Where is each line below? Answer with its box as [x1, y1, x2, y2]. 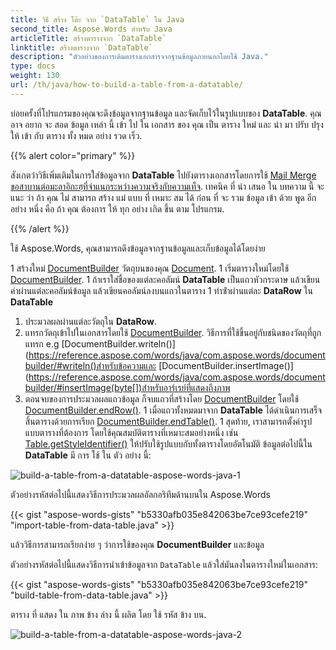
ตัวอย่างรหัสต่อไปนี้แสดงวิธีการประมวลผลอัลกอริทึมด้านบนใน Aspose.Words [10, 488, 271, 500]
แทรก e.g [24, 337, 60, 350]
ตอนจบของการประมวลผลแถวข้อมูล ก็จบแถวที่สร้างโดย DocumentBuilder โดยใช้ [24, 392, 300, 405]
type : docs [10, 61, 56, 71]
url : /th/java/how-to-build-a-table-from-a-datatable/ [10, 80, 244, 90]
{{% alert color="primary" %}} [10, 149, 136, 161]
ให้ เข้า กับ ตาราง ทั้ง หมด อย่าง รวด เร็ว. [10, 129, 143, 141]
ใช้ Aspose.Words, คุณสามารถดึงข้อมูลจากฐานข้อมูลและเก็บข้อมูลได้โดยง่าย [10, 242, 266, 254]
